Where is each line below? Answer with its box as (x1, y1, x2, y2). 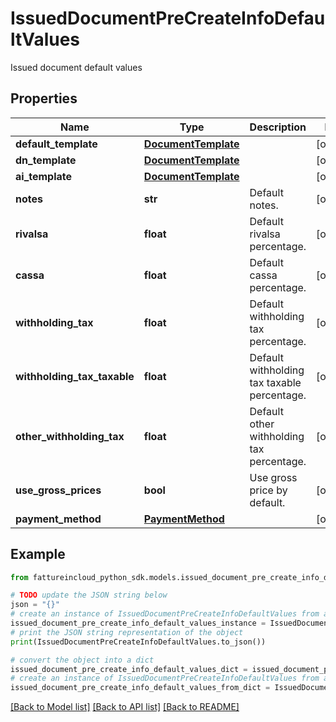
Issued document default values (10, 61, 143, 73)
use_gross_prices (15, 483, 102, 497)
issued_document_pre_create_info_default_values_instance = (10, 618, 267, 629)
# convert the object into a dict (10, 655, 155, 665)
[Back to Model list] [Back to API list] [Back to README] (10, 701, 240, 713)
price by (249, 483, 288, 497)
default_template (15, 137, 98, 151)
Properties (10, 90, 78, 107)
